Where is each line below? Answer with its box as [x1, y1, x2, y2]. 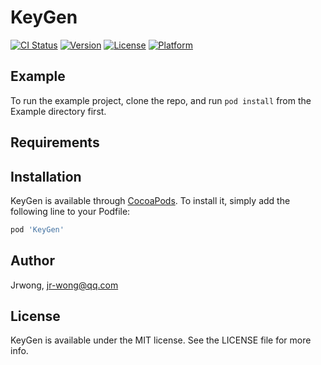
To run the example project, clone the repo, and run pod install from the [10, 94, 312, 106]
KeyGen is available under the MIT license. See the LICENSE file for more [10, 334, 312, 346]
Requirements [10, 134, 100, 151]
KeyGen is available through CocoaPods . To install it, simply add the [10, 194, 291, 206]
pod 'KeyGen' [10, 224, 65, 235]
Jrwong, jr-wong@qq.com [10, 279, 119, 291]
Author [10, 252, 55, 270]
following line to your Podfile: [10, 205, 131, 217]
